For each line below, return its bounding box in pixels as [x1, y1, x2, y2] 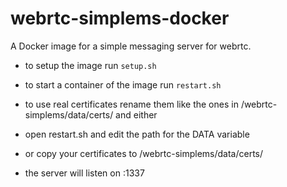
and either [115, 108, 158, 121]
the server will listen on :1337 [24, 167, 145, 179]
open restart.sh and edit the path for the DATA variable [24, 128, 250, 140]
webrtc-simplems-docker [10, 7, 230, 30]
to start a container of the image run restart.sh [24, 78, 222, 91]
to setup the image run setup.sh [24, 59, 157, 71]
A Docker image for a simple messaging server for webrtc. [10, 40, 252, 52]
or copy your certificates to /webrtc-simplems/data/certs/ [24, 147, 264, 159]
